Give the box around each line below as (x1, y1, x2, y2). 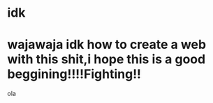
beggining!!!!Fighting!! (7, 66, 142, 82)
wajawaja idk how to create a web (7, 37, 207, 53)
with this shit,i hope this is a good (7, 51, 206, 68)
